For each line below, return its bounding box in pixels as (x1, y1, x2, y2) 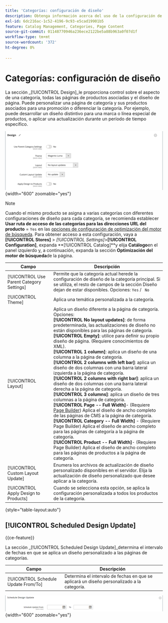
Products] (7, 496, 28, 502)
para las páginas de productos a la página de (53, 450, 146, 456)
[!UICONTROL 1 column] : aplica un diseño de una (53, 349, 157, 355)
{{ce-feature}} (5, 534, 35, 540)
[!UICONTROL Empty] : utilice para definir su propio (53, 333, 159, 339)
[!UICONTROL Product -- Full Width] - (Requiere (53, 439, 156, 445)
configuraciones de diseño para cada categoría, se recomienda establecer (5, 215, 159, 221)
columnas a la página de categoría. (53, 396, 125, 403)
